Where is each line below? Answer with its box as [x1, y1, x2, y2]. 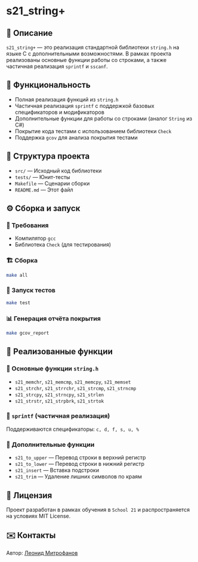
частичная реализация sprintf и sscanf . [6, 63, 109, 70]
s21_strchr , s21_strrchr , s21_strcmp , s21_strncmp [14, 384, 137, 391]
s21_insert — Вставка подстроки [14, 467, 100, 474]
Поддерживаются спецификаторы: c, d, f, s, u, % [6, 425, 139, 433]
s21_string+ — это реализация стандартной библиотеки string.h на [6, 44, 180, 51]
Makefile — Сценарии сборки [14, 180, 90, 187]
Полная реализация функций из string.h [14, 95, 119, 103]
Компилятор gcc [14, 234, 56, 242]
